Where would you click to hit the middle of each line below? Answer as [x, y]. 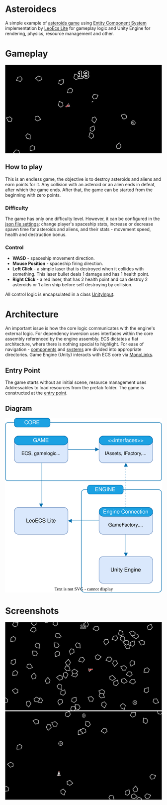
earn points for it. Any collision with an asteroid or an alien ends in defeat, [80, 184]
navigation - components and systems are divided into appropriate [73, 349]
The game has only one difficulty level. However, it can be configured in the [83, 219]
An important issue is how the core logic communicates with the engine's [80, 328]
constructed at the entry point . [37, 393]
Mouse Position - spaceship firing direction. [58, 264]
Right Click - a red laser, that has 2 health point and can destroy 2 [80, 279]
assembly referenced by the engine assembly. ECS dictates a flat [72, 339]
